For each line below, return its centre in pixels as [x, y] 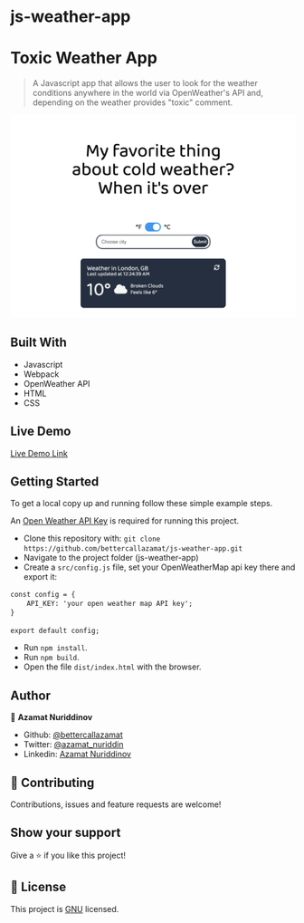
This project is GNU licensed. [65, 909]
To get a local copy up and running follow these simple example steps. [142, 504]
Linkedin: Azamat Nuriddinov [77, 755]
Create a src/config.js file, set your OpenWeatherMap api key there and [159, 567]
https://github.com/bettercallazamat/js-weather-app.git [133, 549]
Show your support [66, 833]
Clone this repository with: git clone [92, 538]
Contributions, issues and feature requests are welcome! [116, 804]
